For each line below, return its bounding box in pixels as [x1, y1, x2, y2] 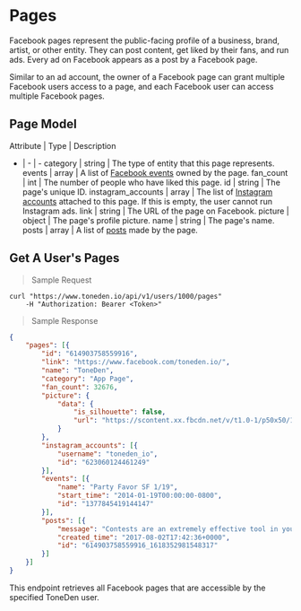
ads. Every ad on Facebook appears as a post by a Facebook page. [9, 54, 258, 65]
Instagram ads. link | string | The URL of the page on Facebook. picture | [21, 205, 289, 216]
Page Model [9, 117, 78, 132]
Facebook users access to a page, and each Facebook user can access [9, 81, 274, 92]
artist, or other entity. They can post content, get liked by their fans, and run [9, 44, 289, 55]
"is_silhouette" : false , [73, 407, 167, 417]
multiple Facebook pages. [9, 91, 105, 101]
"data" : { [56, 399, 94, 408]
